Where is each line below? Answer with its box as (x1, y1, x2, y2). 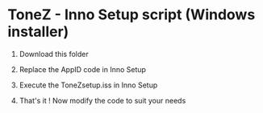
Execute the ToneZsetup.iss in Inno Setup (19, 80, 158, 90)
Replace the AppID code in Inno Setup (19, 64, 147, 74)
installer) (7, 22, 69, 41)
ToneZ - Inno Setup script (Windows (7, 6, 256, 24)
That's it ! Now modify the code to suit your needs (19, 95, 186, 105)
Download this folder (19, 49, 90, 59)
